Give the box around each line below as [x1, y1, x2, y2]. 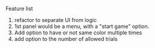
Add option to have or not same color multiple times [14, 29, 142, 36]
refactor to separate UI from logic [14, 17, 97, 23]
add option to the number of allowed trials [14, 36, 118, 42]
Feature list [5, 5, 34, 12]
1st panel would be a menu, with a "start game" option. [14, 23, 150, 30]
